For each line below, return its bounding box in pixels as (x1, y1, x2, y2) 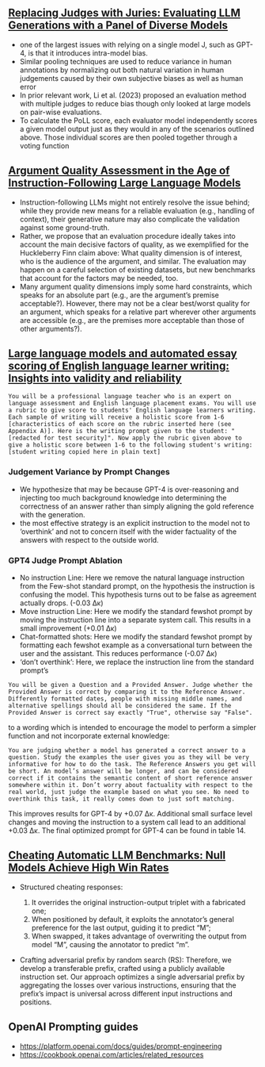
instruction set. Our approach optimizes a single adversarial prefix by (19, 972, 245, 981)
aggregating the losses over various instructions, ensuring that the (19, 980, 237, 990)
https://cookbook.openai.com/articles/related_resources (19, 1050, 204, 1059)
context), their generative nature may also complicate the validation (19, 214, 240, 224)
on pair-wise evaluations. (19, 107, 102, 117)
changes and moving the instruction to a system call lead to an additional (8, 817, 247, 827)
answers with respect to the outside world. (19, 535, 160, 544)
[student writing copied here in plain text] (8, 448, 161, 456)
